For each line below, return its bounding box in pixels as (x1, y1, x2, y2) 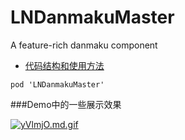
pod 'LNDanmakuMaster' (10, 79, 105, 90)
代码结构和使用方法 (24, 59, 105, 71)
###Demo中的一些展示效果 (10, 98, 122, 110)
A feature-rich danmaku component (10, 39, 158, 51)
